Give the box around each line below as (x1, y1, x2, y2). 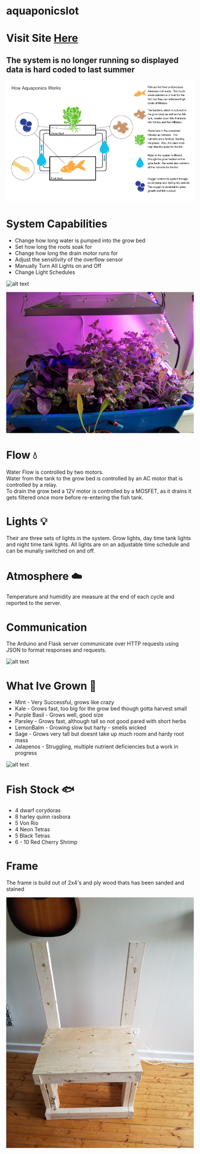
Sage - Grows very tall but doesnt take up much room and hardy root (14, 730, 185, 738)
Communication (6, 621, 87, 634)
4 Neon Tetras (14, 826, 51, 833)
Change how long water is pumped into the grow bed (14, 237, 146, 244)
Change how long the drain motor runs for (14, 249, 118, 257)
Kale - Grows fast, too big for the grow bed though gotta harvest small (14, 705, 187, 712)
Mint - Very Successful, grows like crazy (14, 699, 114, 706)
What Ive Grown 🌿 (6, 679, 97, 693)
